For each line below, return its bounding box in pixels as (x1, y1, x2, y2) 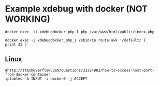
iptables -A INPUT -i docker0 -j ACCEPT (5, 76, 88, 81)
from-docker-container (5, 72, 51, 77)
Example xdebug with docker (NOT (5, 3, 148, 14)
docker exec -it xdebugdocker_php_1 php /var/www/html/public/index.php (5, 29, 155, 34)
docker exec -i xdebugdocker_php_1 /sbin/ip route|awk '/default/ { (5, 37, 146, 43)
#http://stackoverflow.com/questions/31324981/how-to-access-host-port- (5, 68, 155, 73)
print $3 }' (5, 42, 29, 47)
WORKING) (5, 13, 51, 25)
